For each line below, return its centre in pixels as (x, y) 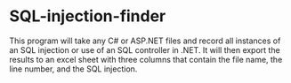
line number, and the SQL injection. (73, 69)
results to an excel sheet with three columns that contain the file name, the (146, 59)
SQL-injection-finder (88, 16)
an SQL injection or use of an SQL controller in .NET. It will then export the (145, 49)
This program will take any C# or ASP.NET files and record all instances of (145, 41)
